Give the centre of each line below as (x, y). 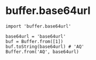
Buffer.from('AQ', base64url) (42, 52)
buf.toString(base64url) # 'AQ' (45, 47)
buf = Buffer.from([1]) (35, 41)
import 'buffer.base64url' (38, 26)
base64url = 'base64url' (36, 36)
